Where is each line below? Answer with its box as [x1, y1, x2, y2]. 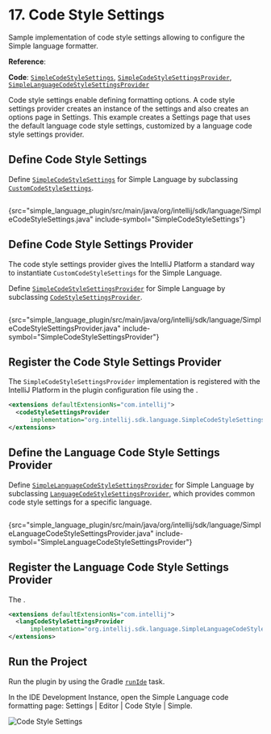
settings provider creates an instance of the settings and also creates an [8, 103, 248, 113]
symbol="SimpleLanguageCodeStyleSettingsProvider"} [8, 537, 193, 546]
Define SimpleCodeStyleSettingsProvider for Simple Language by [8, 283, 226, 293]
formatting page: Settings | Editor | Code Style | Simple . [8, 701, 193, 711]
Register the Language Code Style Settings [8, 560, 230, 575]
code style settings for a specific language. [8, 497, 152, 507]
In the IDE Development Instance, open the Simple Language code [8, 692, 229, 702]
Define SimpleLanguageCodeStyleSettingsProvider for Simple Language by [8, 479, 255, 490]
